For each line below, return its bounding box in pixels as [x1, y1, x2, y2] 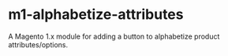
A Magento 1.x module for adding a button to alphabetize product [8, 32, 220, 41]
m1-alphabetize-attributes [8, 6, 184, 24]
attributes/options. [8, 39, 69, 49]
